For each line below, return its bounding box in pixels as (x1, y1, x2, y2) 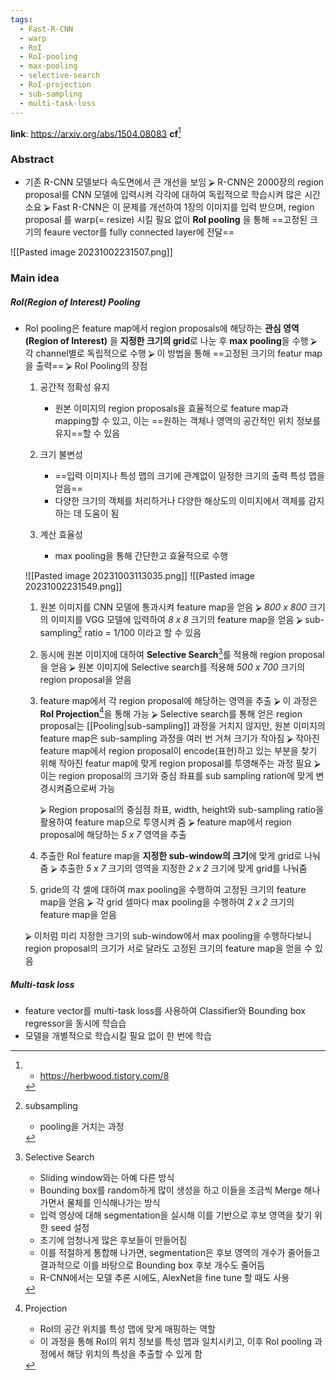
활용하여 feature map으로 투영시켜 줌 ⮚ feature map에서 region (39, 816, 292, 828)
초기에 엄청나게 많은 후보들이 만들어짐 (39, 1234, 188, 1246)
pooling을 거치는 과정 (39, 1121, 125, 1133)
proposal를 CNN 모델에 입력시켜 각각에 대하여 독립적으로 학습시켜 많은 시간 (24, 189, 321, 201)
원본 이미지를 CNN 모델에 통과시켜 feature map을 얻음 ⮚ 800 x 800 (39, 601, 308, 613)
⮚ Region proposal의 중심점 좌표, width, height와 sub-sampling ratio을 (39, 804, 325, 816)
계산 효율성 (39, 529, 83, 541)
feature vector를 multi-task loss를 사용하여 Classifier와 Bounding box (24, 1005, 306, 1017)
